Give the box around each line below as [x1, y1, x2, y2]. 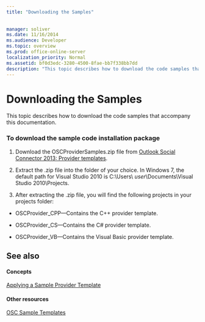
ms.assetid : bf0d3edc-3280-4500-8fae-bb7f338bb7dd [6, 60, 138, 66]
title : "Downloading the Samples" [6, 9, 95, 15]
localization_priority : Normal [6, 54, 86, 60]
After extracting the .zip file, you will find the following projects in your [15, 191, 192, 199]
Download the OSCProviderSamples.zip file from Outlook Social [15, 148, 176, 155]
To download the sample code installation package [6, 134, 160, 142]
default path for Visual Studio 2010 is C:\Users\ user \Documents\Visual [15, 172, 193, 180]
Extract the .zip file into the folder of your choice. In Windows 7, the [15, 166, 185, 174]
